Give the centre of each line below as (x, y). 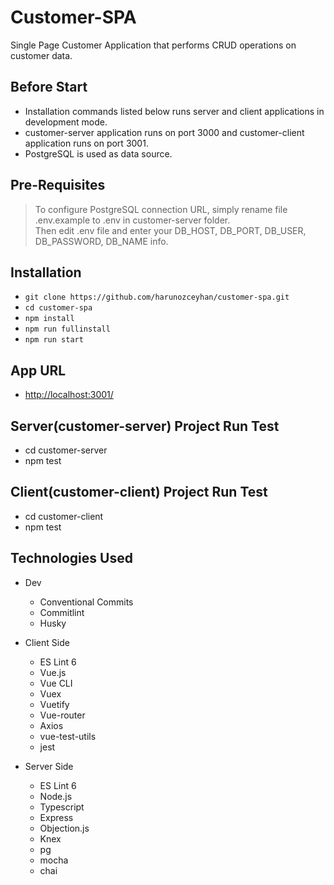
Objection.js (64, 828)
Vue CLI (56, 683)
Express (56, 817)
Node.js (56, 796)
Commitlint (62, 612)
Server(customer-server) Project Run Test (145, 426)
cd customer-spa (58, 308)
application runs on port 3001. (86, 143)
